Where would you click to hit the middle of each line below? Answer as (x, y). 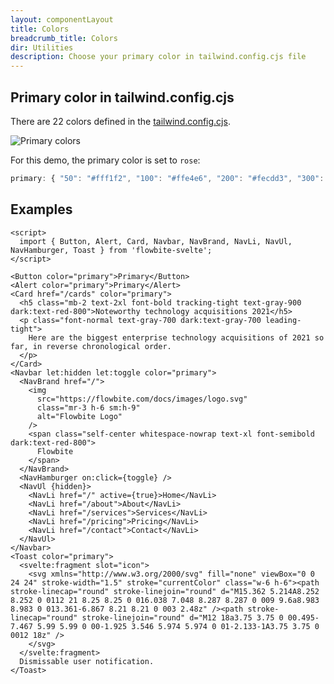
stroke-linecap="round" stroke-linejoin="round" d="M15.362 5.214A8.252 (165, 591)
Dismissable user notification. (87, 661)
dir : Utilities (42, 47)
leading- (283, 320)
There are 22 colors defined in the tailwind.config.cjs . (120, 121)
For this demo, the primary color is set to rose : (105, 160)
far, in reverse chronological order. (91, 346)
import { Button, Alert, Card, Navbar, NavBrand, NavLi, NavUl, (156, 241)
